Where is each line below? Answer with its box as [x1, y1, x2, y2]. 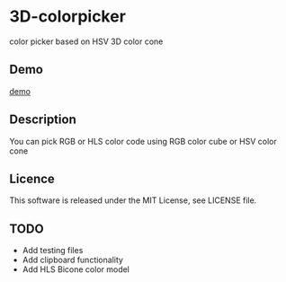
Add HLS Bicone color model [22, 264, 130, 275]
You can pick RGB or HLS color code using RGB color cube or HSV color [9, 136, 277, 146]
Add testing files [22, 245, 84, 256]
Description [9, 112, 76, 128]
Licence [9, 171, 56, 186]
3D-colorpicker [9, 6, 126, 27]
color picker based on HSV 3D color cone [9, 36, 164, 47]
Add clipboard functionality [22, 254, 124, 266]
